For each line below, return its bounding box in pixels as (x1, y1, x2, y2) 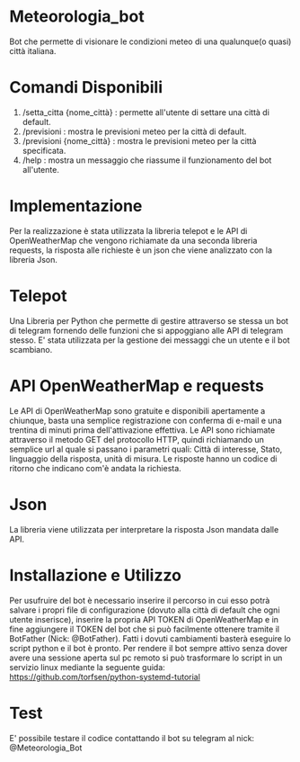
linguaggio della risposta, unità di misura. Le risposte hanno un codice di (9, 453, 278, 464)
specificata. (22, 145, 66, 156)
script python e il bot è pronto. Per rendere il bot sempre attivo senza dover (9, 642, 288, 653)
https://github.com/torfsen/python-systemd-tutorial (9, 671, 200, 682)
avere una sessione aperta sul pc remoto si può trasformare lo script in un (9, 652, 283, 663)
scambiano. (9, 344, 53, 354)
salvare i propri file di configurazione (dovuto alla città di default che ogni (9, 605, 280, 615)
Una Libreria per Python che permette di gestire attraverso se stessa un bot (9, 315, 289, 326)
